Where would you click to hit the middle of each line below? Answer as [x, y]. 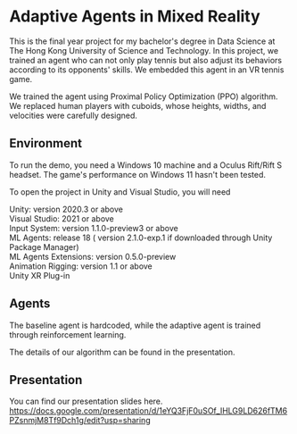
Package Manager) [44, 246]
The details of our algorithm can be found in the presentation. [122, 352]
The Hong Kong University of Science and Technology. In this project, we [144, 50]
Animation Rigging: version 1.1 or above [81, 266]
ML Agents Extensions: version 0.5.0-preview [93, 256]
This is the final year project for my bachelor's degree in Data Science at [142, 41]
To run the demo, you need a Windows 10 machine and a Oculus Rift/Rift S [146, 165]
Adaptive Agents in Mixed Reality [135, 17]
